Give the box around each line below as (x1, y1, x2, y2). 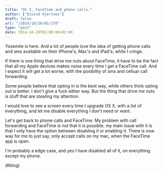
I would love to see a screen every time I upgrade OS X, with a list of (5, 103, 142, 108)
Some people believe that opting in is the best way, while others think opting (5, 83, 158, 88)
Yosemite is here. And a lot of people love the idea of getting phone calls (5, 43, 151, 49)
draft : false (5, 16, 32, 21)
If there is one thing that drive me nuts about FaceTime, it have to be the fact (5, 58, 159, 64)
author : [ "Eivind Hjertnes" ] (5, 12, 64, 17)
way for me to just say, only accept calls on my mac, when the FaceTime (5, 133, 150, 139)
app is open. (5, 138, 30, 144)
